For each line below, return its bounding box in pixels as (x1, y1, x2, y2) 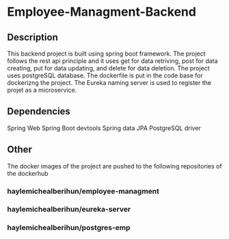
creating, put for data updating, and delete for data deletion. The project (7, 64, 210, 72)
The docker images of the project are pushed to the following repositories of (7, 162, 222, 170)
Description (7, 32, 58, 43)
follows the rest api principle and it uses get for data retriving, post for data (7, 57, 218, 65)
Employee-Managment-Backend (7, 4, 197, 20)
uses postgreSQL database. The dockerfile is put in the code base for (7, 71, 203, 79)
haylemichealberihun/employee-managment (7, 186, 159, 196)
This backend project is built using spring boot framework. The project (7, 49, 206, 58)
